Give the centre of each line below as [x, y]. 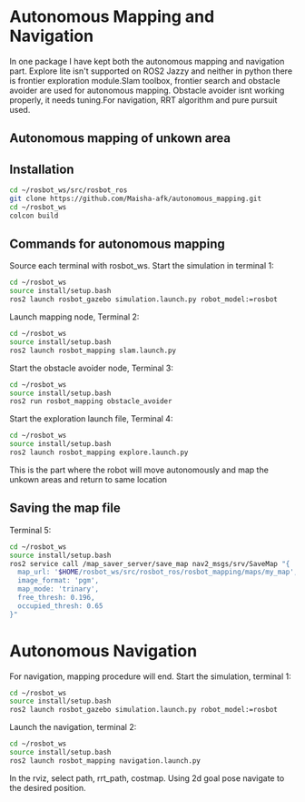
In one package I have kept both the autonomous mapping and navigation [147, 61]
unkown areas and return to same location [89, 479]
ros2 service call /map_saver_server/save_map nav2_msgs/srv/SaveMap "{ [150, 563]
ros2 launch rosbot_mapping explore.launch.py [99, 452]
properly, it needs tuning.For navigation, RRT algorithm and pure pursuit [143, 100]
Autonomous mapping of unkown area [120, 138]
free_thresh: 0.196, [56, 598]
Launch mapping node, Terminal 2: [74, 317]
